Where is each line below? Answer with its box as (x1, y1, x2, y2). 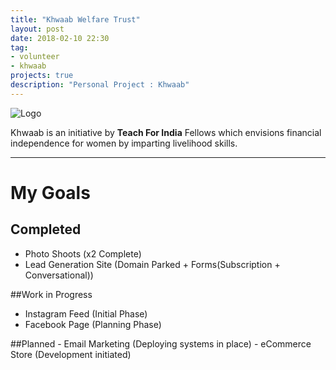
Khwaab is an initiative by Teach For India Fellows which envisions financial (10, 126, 322, 138)
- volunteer (10, 52, 60, 62)
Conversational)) (24, 269, 94, 281)
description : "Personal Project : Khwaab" (10, 80, 190, 90)
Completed (10, 221, 82, 238)
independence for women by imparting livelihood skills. (10, 137, 238, 149)
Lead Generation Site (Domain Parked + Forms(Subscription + (24, 258, 281, 270)
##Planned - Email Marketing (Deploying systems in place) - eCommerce (10, 337, 312, 350)
